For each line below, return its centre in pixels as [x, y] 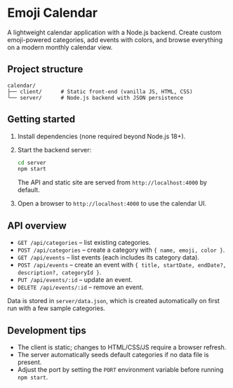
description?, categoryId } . [59, 272]
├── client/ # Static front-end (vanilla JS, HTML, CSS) [100, 92]
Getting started [41, 120]
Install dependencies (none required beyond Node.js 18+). [101, 136]
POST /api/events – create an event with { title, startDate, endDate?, [122, 265]
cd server [32, 163]
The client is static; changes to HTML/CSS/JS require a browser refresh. [122, 347]
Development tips [47, 330]
